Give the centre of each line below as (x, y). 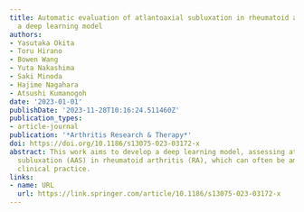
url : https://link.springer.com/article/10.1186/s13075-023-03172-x (149, 194)
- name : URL (32, 186)
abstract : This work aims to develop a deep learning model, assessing (147, 152)
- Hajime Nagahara (44, 85)
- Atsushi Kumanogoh (48, 93)
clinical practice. (54, 169)
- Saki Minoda (36, 77)
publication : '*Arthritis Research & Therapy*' (101, 135)
